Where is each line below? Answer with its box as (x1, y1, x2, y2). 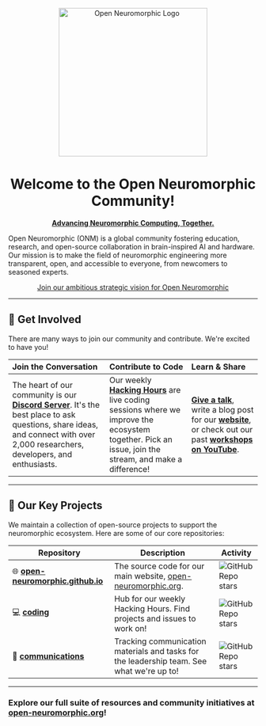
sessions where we (109, 404, 180, 415)
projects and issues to (114, 613, 196, 624)
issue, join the (109, 443, 161, 454)
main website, (114, 570, 166, 581)
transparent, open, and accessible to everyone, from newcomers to (8, 258, 228, 268)
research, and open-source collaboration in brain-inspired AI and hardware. (8, 241, 255, 251)
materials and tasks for (114, 645, 199, 656)
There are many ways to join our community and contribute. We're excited (8, 333, 250, 344)
